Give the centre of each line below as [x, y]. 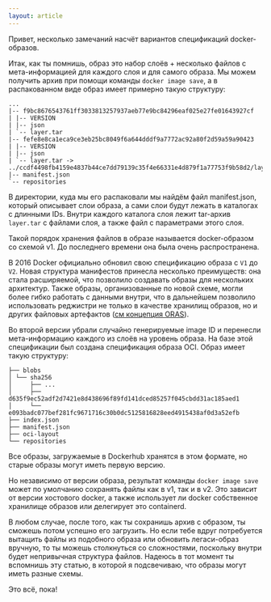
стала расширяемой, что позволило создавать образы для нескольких [131, 279]
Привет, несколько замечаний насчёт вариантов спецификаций [118, 39]
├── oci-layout [34, 434]
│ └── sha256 [30, 377]
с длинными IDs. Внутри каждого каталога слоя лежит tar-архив [120, 214]
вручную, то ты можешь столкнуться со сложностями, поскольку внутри [135, 548]
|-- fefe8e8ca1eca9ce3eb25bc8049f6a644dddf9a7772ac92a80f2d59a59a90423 [131, 139]
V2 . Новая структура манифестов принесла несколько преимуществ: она [135, 271]
